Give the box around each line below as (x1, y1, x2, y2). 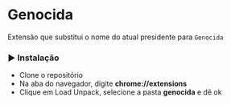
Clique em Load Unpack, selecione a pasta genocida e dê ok (19, 87, 222, 97)
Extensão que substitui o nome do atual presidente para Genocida (7, 32, 224, 42)
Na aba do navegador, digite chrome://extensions (19, 79, 188, 89)
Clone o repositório (19, 71, 84, 80)
